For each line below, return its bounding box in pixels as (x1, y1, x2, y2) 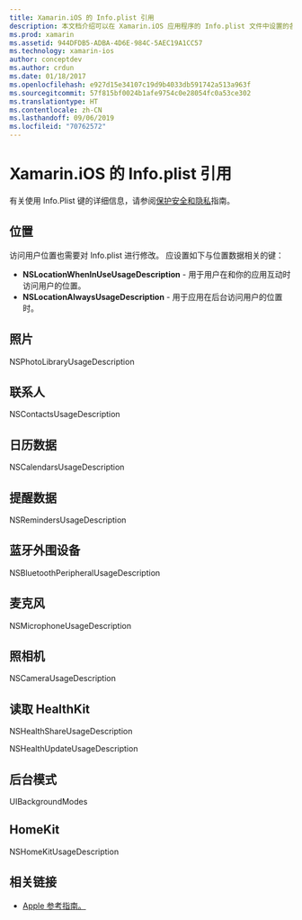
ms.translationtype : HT (9, 96, 99, 106)
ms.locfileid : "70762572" (9, 123, 106, 132)
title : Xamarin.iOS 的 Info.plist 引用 (9, 13, 155, 23)
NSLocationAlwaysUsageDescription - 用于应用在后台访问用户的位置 (22, 291, 283, 302)
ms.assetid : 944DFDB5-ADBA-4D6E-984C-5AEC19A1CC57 (9, 38, 203, 48)
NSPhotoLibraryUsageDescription (9, 356, 135, 367)
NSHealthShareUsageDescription (9, 726, 133, 737)
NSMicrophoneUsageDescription (9, 620, 132, 631)
